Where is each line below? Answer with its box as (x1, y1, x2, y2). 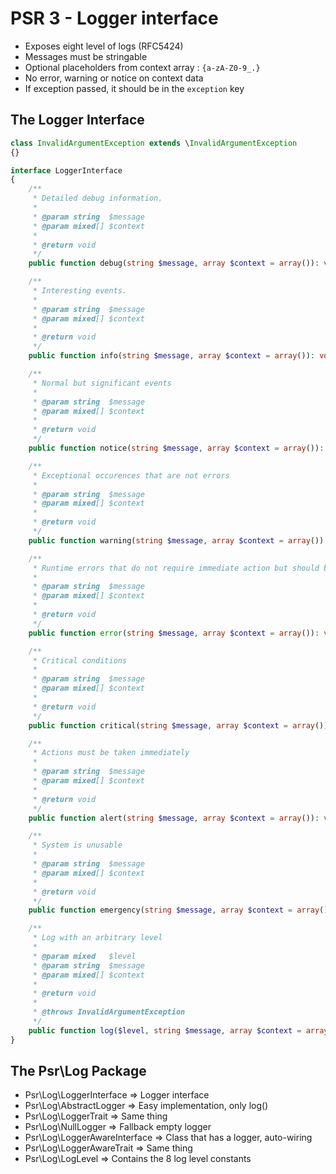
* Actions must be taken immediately (32, 748, 190, 758)
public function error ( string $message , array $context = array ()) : (28, 628, 320, 638)
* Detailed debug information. (32, 193, 163, 204)
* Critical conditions (32, 655, 128, 666)
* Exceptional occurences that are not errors (32, 470, 230, 481)
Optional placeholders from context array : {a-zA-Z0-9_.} (24, 61, 261, 73)
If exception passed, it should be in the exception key (24, 82, 245, 94)
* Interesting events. (32, 286, 128, 296)
